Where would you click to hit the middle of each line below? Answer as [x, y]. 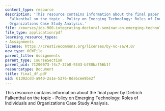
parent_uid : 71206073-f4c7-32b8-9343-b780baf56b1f [58, 65]
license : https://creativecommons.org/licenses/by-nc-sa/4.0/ [70, 46]
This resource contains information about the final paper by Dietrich [74, 92]
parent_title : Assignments [33, 55]
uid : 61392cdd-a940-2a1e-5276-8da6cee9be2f [50, 78]
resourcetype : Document [29, 70]
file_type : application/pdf [34, 33]
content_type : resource [29, 10]
